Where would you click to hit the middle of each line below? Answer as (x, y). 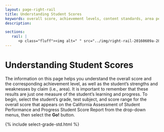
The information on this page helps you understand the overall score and (78, 78)
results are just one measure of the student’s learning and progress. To (76, 94)
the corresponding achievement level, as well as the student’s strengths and (82, 84)
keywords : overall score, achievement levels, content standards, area (79, 19)
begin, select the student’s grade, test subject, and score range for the (76, 99)
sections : (15, 32)
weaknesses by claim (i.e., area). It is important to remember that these (77, 89)
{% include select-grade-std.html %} (42, 124)
